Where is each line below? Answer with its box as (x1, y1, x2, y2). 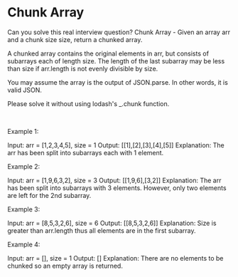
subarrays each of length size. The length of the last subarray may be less (7, 56, 225, 65)
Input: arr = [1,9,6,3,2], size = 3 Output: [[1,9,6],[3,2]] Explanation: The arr (7, 176, 222, 184)
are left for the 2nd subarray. (7, 191, 92, 199)
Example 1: (7, 127, 39, 135)
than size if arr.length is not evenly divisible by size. (7, 64, 158, 73)
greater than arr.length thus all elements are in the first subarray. (7, 226, 196, 235)
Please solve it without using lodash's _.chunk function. (7, 99, 170, 108)
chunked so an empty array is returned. (7, 261, 123, 270)
